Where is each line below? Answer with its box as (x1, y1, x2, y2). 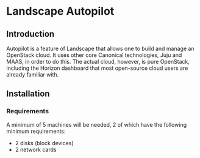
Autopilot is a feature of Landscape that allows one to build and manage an (6, 45, 195, 52)
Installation (6, 89, 50, 99)
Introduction (6, 29, 55, 39)
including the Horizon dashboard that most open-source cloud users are (6, 64, 188, 72)
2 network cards (15, 146, 57, 153)
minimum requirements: (6, 127, 66, 135)
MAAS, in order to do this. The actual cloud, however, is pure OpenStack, (6, 58, 190, 65)
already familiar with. (6, 71, 59, 78)
